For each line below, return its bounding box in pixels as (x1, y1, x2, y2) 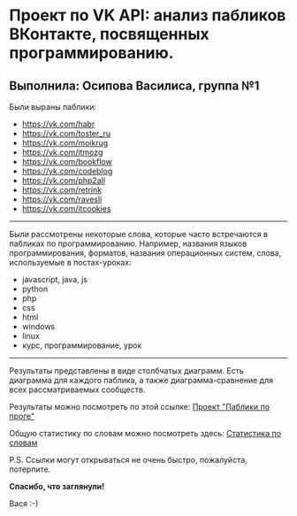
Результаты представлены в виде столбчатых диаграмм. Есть (9, 366, 245, 376)
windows (21, 321, 56, 332)
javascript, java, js (21, 274, 88, 284)
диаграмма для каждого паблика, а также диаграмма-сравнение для (9, 375, 274, 385)
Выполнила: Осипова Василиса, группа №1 (9, 78, 260, 93)
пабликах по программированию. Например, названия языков (9, 238, 247, 249)
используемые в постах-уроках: (9, 258, 133, 267)
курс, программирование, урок (21, 340, 142, 350)
